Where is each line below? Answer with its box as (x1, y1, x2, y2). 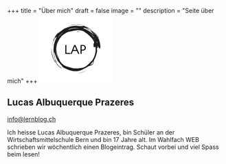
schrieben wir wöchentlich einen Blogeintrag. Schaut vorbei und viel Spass (7, 143, 219, 151)
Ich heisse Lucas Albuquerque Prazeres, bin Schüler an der (7, 128, 175, 137)
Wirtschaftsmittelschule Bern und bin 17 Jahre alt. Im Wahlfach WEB (7, 135, 199, 143)
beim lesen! (7, 150, 40, 158)
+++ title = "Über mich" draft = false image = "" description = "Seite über (7, 7, 214, 14)
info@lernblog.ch (7, 115, 56, 123)
